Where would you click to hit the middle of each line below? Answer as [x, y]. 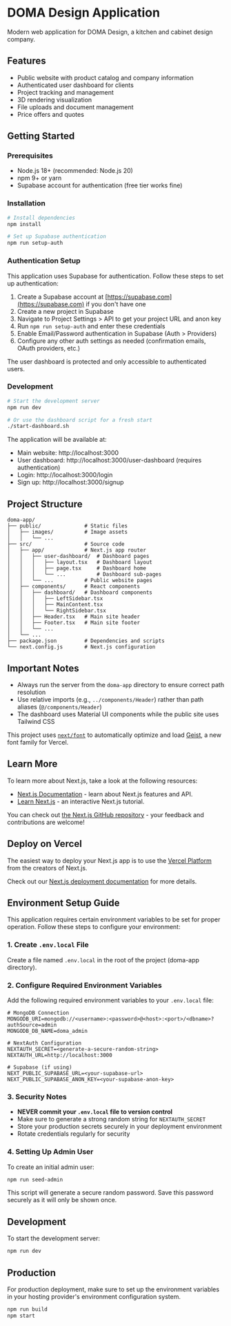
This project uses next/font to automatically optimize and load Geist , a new [114, 735]
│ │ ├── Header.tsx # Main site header [73, 617]
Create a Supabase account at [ [62, 297]
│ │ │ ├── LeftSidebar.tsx [55, 599]
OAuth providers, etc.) [49, 348]
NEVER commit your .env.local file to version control [95, 1112]
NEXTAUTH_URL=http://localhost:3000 [60, 1055]
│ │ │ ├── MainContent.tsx [55, 605]
